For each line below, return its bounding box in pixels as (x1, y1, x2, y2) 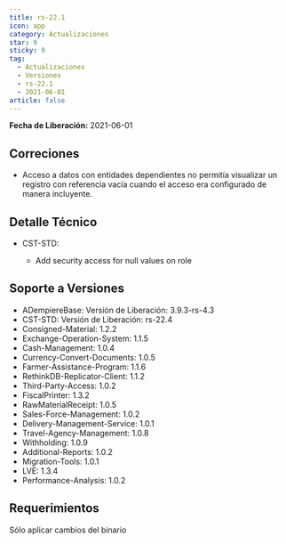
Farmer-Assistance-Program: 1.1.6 (21, 361, 147, 372)
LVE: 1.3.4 (21, 465, 59, 476)
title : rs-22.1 (9, 12, 66, 22)
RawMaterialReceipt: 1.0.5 (21, 399, 117, 410)
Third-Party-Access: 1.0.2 (21, 380, 116, 391)
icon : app (9, 21, 46, 30)
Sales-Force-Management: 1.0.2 (21, 409, 140, 419)
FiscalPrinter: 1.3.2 (21, 389, 91, 401)
